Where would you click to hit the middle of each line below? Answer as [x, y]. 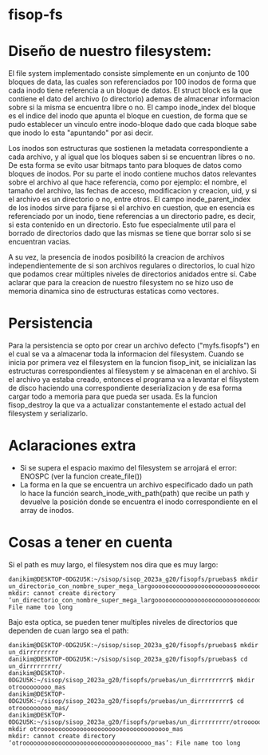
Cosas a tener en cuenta [91, 543]
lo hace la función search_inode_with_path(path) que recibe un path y [134, 493]
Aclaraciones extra [72, 446]
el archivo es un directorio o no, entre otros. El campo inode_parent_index [130, 199]
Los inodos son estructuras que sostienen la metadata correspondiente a [128, 149]
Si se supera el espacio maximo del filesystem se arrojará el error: [128, 468]
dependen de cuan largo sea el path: [69, 630]
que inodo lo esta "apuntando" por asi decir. [81, 133]
